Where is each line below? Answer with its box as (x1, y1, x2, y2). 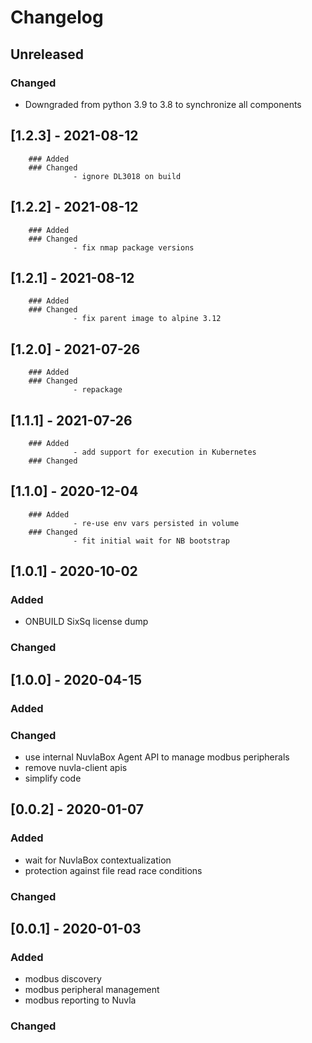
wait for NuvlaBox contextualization (24, 854, 172, 866)
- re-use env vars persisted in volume (73, 518, 240, 528)
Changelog (10, 6, 104, 29)
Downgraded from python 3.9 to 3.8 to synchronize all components (24, 98, 302, 110)
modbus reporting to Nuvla (24, 994, 137, 1006)
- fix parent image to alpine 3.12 (73, 314, 222, 324)
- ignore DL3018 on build (73, 171, 182, 181)
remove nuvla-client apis (24, 761, 128, 773)
